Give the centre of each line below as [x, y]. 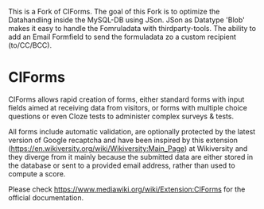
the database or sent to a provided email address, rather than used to [122, 165]
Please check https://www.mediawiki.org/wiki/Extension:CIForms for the [127, 189]
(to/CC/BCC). [30, 45]
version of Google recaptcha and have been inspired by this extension [123, 140]
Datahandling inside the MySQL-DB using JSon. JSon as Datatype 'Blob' [126, 20]
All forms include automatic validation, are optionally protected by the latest [132, 131]
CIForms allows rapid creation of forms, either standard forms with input [126, 99]
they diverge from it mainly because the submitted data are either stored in [131, 157]
